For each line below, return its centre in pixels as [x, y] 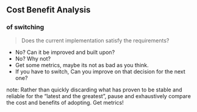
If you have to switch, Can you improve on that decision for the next [100, 71]
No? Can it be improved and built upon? [65, 52]
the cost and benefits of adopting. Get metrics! [65, 102]
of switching [25, 27]
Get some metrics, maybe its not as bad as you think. [82, 65]
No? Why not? [33, 58]
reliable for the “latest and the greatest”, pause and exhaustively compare [99, 96]
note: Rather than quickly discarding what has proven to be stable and [94, 90]
